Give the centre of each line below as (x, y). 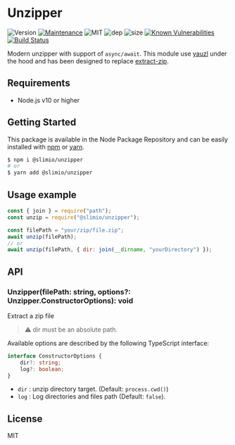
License (25, 419)
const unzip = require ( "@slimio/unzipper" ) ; (74, 217)
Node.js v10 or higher (49, 100)
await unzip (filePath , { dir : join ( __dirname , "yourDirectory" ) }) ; (110, 250)
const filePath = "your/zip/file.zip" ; (66, 230)
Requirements (39, 83)
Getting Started (42, 122)
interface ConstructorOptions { (55, 356)
